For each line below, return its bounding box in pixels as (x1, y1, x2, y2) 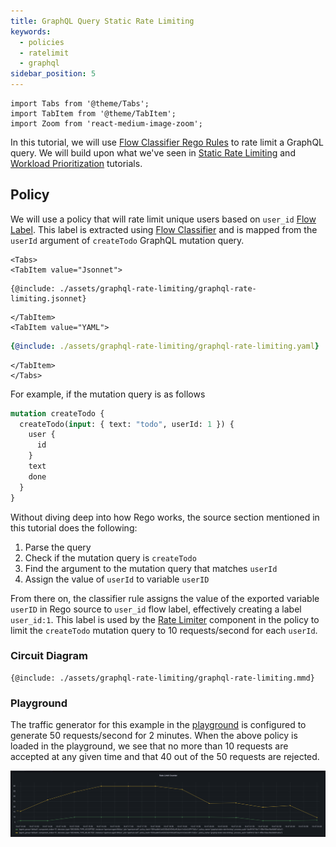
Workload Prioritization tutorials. (10, 158, 143, 169)
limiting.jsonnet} (10, 293, 87, 304)
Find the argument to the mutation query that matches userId (24, 562, 278, 574)
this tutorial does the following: (10, 521, 138, 534)
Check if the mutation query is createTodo (24, 551, 197, 564)
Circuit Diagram (10, 649, 88, 663)
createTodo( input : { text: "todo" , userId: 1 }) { (19, 419, 235, 429)
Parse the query (24, 541, 92, 553)
